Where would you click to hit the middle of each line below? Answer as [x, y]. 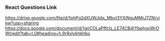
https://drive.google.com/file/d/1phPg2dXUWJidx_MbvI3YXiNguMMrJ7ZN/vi [82, 18]
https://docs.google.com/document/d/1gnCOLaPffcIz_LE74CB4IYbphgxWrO [82, 28]
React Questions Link [31, 7]
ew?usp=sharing [22, 23]
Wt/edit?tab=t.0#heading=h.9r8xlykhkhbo [48, 34]
